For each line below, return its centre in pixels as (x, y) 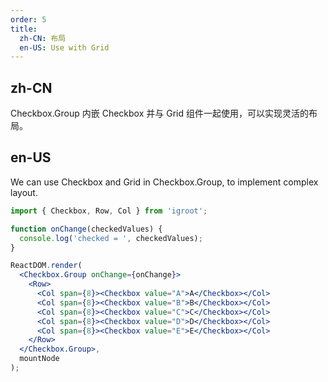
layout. (24, 192)
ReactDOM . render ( (46, 266)
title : (24, 29)
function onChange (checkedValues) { (86, 229)
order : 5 (28, 19)
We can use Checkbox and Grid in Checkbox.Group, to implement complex (164, 182)
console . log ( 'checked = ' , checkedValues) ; (111, 238)
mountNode (39, 359)
